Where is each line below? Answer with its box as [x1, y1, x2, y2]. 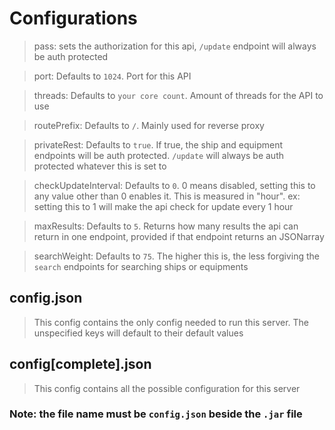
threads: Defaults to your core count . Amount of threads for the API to [33, 89, 324, 101]
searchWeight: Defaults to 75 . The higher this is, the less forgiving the [33, 250, 320, 262]
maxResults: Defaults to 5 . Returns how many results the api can [33, 220, 299, 232]
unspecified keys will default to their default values [33, 327, 244, 339]
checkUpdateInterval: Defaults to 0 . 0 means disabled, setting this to [33, 179, 316, 191]
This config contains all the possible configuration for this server [33, 382, 301, 394]
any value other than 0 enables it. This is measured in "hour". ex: [33, 190, 301, 202]
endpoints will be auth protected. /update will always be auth [33, 149, 284, 161]
